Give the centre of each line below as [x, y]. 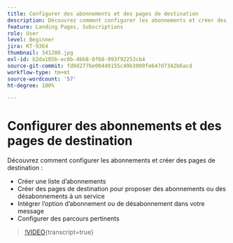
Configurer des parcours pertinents [69, 218]
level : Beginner [31, 40]
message [30, 211]
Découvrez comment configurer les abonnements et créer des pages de [111, 160]
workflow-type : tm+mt [39, 72]
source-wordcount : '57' [42, 79]
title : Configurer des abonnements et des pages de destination [103, 14]
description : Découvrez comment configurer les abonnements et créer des [117, 20]
